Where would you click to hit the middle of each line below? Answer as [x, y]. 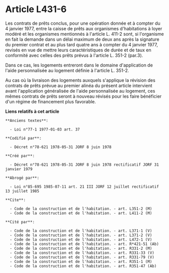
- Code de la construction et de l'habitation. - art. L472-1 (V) [81, 240]
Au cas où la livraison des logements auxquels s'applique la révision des [80, 80]
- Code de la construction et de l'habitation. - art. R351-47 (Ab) [83, 266]
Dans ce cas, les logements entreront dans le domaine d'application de [79, 65]
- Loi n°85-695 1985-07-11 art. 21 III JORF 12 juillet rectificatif [84, 187]
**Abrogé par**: [22, 178]
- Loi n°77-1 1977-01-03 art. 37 [45, 129]
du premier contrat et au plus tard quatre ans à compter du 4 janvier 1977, [81, 44]
